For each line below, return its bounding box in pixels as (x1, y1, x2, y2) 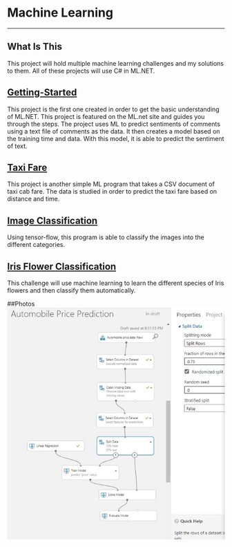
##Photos (7, 299, 35, 308)
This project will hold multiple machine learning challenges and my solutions (7, 59, 224, 67)
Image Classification (7, 214, 98, 226)
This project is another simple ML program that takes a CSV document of (7, 180, 215, 188)
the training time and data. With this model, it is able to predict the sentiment (7, 134, 224, 142)
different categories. (7, 241, 66, 249)
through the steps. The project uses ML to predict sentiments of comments (7, 120, 221, 128)
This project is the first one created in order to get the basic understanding (7, 105, 220, 113)
